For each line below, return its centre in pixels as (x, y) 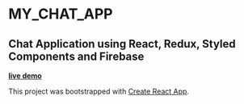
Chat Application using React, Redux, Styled (122, 44)
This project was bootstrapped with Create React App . (99, 91)
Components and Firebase (76, 56)
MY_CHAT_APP (61, 14)
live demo (25, 76)
